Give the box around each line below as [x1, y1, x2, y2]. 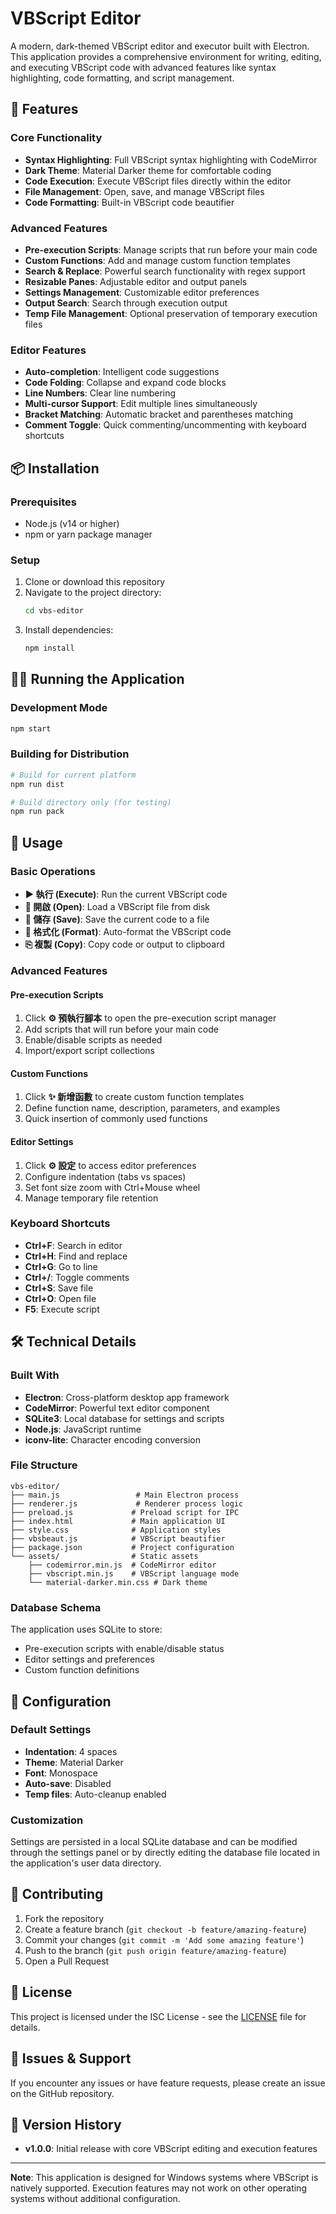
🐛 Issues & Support [10, 2050, 132, 2067]
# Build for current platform [10, 770, 137, 780]
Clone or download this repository [24, 576, 166, 588]
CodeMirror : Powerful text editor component [24, 1402, 210, 1414]
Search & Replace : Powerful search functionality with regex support [24, 265, 306, 277]
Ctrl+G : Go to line [24, 1260, 98, 1272]
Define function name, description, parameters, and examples [24, 1102, 281, 1114]
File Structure [10, 1458, 78, 1472]
